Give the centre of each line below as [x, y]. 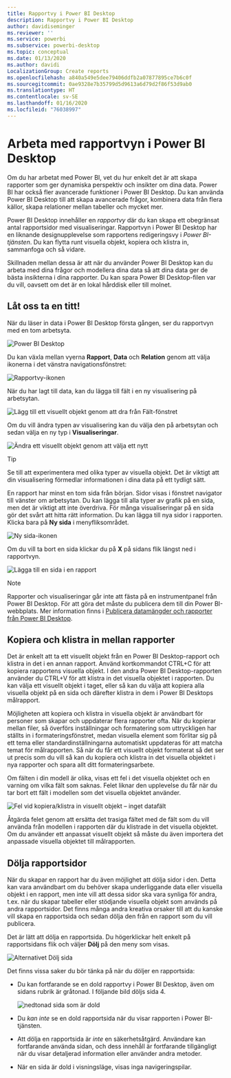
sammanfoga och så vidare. [46, 249]
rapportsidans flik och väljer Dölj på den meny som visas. [88, 944]
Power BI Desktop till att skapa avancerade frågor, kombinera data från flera [115, 199]
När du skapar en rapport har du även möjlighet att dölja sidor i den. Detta [112, 880]
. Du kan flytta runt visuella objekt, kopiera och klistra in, [109, 242]
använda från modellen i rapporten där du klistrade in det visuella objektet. [113, 827]
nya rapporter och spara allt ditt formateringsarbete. [81, 765]
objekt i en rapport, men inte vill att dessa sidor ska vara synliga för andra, [112, 894]
